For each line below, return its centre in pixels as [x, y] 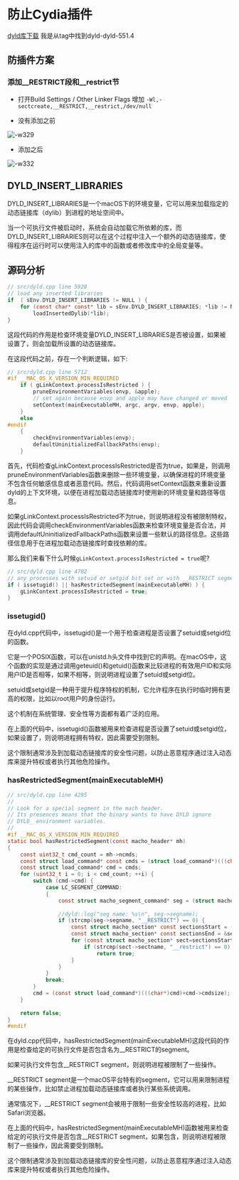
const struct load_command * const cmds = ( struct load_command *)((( [124, 861]
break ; [55, 980]
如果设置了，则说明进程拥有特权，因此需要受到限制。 [85, 737]
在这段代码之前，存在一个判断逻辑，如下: [68, 358]
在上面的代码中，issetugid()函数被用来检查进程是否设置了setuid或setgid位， [119, 729]
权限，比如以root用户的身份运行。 [69, 698]
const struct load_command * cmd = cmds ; [81, 868]
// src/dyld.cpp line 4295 [47, 795]
